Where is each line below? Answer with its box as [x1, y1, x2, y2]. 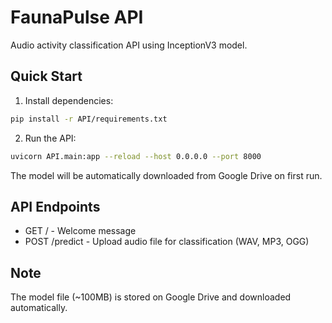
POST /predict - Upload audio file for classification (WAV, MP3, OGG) [24, 236, 310, 248]
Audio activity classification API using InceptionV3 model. [10, 39, 248, 51]
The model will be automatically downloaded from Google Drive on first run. [10, 169, 323, 181]
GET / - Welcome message [24, 225, 137, 237]
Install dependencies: [24, 94, 114, 106]
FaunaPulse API [10, 6, 144, 29]
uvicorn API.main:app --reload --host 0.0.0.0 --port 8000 [10, 151, 262, 161]
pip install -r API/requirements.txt [10, 114, 168, 124]
